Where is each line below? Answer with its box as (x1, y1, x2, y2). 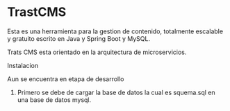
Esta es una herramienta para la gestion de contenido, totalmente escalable (7, 27, 224, 35)
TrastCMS (7, 4, 67, 20)
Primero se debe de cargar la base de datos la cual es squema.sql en (17, 88, 215, 96)
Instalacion (7, 61, 39, 69)
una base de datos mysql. (17, 95, 92, 104)
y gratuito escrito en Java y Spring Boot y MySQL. (7, 34, 151, 42)
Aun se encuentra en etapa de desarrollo (7, 74, 124, 83)
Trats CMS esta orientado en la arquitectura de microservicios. (7, 48, 187, 56)
